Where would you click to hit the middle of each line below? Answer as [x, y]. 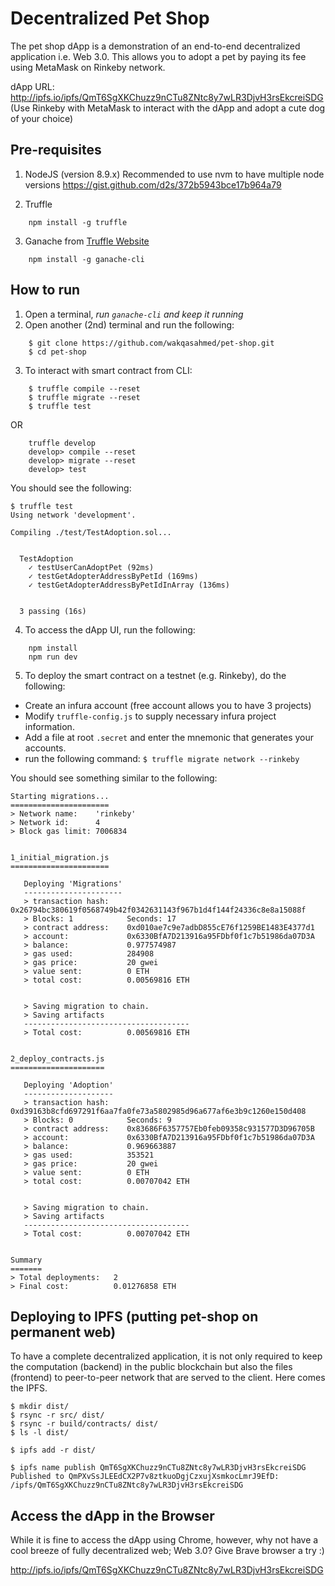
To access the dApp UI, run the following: [110, 629]
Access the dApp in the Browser [112, 1515]
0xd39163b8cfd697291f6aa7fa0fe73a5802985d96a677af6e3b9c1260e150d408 [158, 1111]
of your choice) [42, 118]
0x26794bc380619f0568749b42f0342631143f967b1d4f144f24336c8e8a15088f [158, 910]
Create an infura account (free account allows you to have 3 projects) [168, 705]
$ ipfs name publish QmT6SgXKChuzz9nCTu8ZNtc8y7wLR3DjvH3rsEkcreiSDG [158, 1468]
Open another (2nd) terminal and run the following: [129, 324]
